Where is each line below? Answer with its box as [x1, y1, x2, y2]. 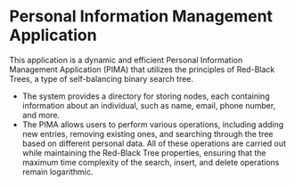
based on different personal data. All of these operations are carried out [21, 138, 287, 149]
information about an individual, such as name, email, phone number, [21, 100, 276, 110]
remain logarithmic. [21, 166, 94, 177]
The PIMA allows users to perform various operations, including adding [21, 118, 284, 130]
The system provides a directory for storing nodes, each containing [21, 91, 270, 101]
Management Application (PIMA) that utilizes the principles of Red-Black [9, 64, 275, 75]
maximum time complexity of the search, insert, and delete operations [21, 157, 280, 167]
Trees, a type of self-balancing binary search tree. [9, 73, 194, 84]
